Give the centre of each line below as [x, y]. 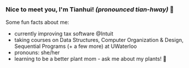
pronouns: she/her [37, 53]
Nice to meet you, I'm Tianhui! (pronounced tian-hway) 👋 [90, 9]
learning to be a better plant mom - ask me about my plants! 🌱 [90, 59]
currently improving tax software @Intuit [64, 34]
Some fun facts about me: [38, 22]
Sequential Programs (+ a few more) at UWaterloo [76, 46]
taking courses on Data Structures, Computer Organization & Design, [99, 40]
